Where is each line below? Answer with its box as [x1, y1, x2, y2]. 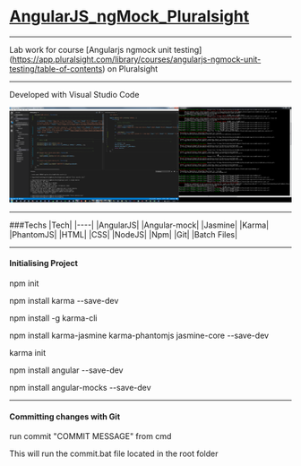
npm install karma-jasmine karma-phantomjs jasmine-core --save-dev [9, 330, 270, 341]
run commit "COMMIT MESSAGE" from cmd [9, 431, 172, 442]
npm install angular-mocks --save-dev [9, 382, 151, 393]
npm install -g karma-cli [9, 312, 98, 324]
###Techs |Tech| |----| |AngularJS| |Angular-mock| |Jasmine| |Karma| [9, 220, 270, 230]
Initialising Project [9, 258, 79, 269]
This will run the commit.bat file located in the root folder [9, 448, 219, 459]
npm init [9, 278, 39, 289]
